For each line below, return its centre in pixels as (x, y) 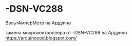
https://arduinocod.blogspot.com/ (41, 38)
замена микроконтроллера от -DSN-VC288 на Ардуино (66, 32)
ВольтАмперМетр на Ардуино (38, 23)
